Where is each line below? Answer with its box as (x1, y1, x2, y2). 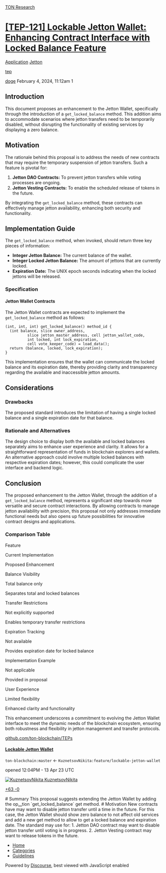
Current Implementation (5, 552, 54, 558)
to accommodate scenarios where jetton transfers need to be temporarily (5, 116, 155, 122)
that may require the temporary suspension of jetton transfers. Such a (5, 159, 148, 165)
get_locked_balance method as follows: (5, 314, 85, 320)
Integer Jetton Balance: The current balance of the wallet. (12, 253, 132, 258)
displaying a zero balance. (5, 126, 59, 133)
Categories (12, 847, 35, 853)
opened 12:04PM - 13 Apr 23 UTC (5, 767, 74, 773)
